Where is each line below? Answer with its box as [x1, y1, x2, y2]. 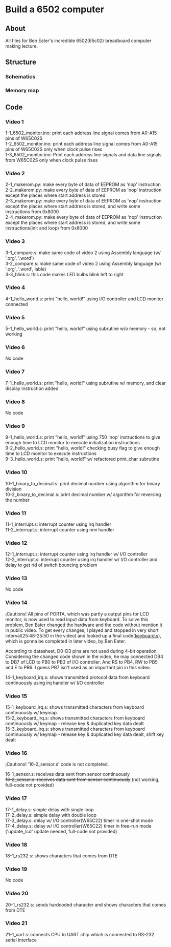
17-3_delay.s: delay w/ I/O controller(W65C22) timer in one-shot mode [5, 817, 153, 824]
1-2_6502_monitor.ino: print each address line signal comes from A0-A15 [5, 140, 158, 147]
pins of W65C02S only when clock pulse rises [5, 146, 103, 152]
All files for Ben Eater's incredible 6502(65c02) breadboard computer [5, 37, 152, 44]
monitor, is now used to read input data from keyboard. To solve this [5, 616, 149, 622]
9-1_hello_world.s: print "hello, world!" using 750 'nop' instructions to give [5, 434, 161, 440]
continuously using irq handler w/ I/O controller [5, 680, 105, 686]
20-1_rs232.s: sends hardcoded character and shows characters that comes [5, 901, 166, 908]
